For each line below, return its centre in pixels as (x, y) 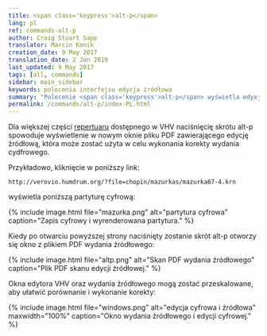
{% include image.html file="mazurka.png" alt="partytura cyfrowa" (118, 212)
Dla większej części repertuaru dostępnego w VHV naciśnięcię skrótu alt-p (131, 127)
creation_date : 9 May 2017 (53, 52)
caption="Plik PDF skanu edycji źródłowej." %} (85, 268)
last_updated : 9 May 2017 (51, 68)
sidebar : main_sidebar (46, 82)
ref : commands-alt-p (43, 30)
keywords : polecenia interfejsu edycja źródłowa (90, 89)
